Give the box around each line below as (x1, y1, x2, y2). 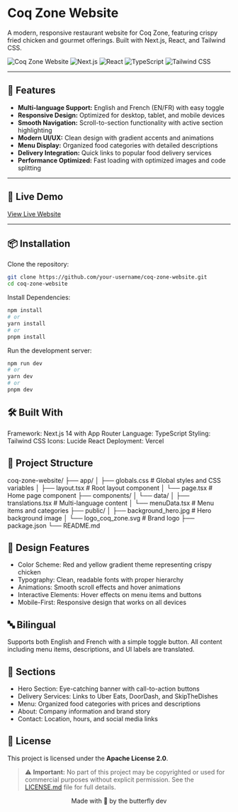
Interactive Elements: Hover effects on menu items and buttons (17, 591, 202, 599)
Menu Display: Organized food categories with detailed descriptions (17, 140, 218, 150)
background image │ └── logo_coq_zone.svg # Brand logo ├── (7, 513, 195, 522)
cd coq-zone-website (7, 280, 69, 288)
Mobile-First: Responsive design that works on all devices (17, 598, 186, 607)
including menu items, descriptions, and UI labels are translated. (7, 645, 195, 654)
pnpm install (7, 333, 46, 340)
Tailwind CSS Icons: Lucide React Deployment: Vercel (7, 436, 164, 445)
